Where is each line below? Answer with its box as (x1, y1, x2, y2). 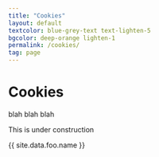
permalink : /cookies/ (8, 41, 80, 49)
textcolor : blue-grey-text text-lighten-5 (8, 26, 151, 34)
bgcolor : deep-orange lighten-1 (8, 33, 115, 42)
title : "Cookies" (8, 11, 66, 20)
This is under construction (8, 124, 95, 134)
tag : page (8, 49, 41, 57)
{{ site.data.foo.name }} (8, 140, 86, 150)
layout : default (8, 19, 62, 27)
